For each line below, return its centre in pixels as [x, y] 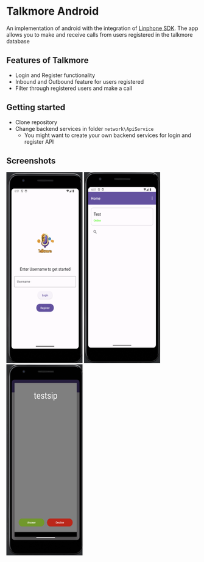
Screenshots [31, 161]
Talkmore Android [53, 11]
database [18, 41]
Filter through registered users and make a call [74, 88]
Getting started [36, 107]
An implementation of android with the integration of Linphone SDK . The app [102, 28]
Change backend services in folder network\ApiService [84, 128]
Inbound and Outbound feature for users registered [79, 81]
